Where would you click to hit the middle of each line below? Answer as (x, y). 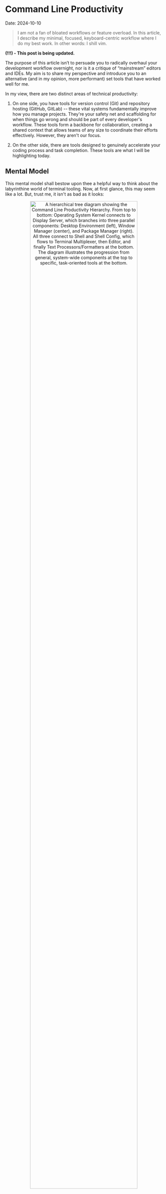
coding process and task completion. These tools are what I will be (81, 150)
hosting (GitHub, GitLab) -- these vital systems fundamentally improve (84, 109)
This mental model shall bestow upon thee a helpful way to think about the (82, 183)
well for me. (17, 84)
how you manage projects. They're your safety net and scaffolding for (84, 114)
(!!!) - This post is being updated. (40, 53)
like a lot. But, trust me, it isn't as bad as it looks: (55, 194)
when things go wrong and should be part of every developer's (77, 119)
